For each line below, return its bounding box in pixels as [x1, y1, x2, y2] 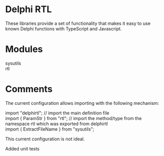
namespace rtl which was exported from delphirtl [5, 121, 108, 127]
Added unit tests [5, 145, 39, 151]
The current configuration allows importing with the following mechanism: [5, 100, 159, 106]
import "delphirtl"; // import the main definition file [5, 110, 110, 116]
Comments [5, 84, 53, 95]
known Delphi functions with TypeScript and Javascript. [5, 25, 122, 31]
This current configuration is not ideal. [5, 136, 85, 142]
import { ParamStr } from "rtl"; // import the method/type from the [5, 115, 142, 121]
